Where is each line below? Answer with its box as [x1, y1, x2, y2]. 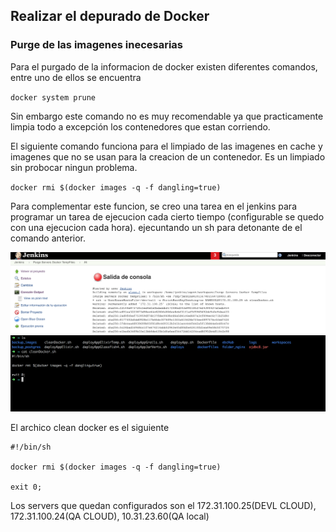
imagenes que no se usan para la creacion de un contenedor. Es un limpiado [10, 150, 326, 163]
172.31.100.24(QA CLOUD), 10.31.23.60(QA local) [10, 510, 210, 522]
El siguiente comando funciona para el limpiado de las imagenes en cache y [10, 140, 323, 152]
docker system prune [10, 92, 97, 103]
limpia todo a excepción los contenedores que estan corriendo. [10, 120, 271, 133]
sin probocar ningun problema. [10, 161, 138, 173]
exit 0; [10, 482, 43, 492]
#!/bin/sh [10, 442, 52, 452]
